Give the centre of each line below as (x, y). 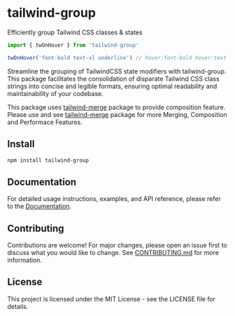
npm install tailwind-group (48, 160)
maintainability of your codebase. (55, 93)
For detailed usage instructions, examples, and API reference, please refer (114, 199)
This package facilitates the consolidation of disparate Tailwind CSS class (114, 78)
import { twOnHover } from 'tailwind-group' (73, 45)
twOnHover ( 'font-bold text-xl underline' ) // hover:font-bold (100, 57)
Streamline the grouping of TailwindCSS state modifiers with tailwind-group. (117, 71)
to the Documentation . (40, 206)
